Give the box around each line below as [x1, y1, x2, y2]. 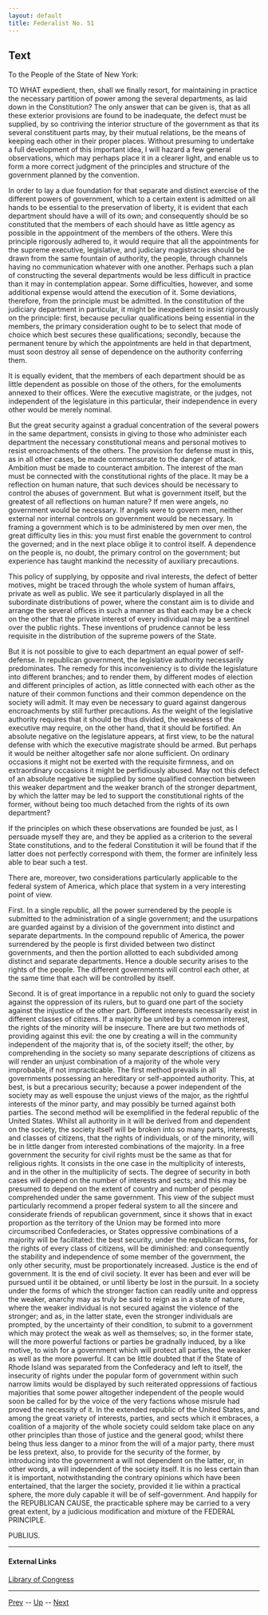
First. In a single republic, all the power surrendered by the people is [8, 905, 233, 915]
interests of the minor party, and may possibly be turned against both [8, 1100, 236, 1109]
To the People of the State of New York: [8, 70, 139, 80]
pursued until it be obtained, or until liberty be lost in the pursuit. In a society [8, 1278, 259, 1287]
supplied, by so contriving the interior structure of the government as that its [8, 119, 259, 129]
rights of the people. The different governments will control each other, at [8, 965, 250, 975]
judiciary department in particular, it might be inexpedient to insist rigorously [8, 304, 259, 314]
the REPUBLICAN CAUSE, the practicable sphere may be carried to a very [8, 1498, 251, 1508]
